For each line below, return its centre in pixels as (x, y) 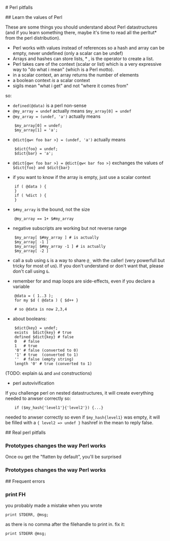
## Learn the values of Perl (34, 17)
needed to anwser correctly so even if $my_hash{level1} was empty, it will (83, 417)
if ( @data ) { (31, 187)
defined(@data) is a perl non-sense (49, 106)
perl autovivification (33, 383)
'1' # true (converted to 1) (47, 355)
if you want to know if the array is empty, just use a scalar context (82, 177)
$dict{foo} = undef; (36, 149)
